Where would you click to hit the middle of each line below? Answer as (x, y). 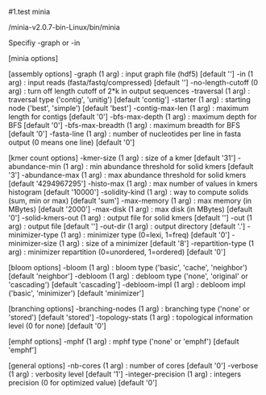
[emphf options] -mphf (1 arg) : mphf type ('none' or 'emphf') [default (124, 342)
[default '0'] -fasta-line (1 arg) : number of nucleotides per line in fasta (125, 134)
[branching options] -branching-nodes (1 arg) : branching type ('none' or (129, 309)
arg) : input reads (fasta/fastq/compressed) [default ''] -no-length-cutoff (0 (133, 82)
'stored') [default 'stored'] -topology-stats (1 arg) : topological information (131, 317)
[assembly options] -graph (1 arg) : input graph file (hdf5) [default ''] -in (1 (131, 74)
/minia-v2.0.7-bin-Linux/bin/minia (64, 27)
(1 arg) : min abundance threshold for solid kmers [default (158, 167)
